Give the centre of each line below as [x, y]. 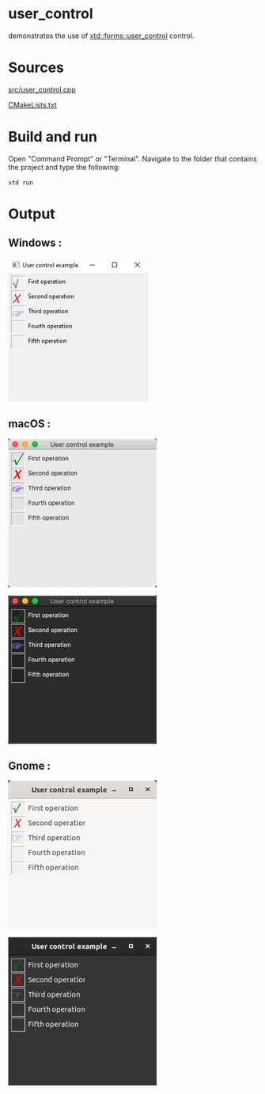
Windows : [35, 243]
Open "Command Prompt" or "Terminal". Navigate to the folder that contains [132, 158]
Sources [36, 68]
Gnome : [30, 766]
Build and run [53, 137]
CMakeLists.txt [32, 104]
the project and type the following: [64, 167]
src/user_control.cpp [42, 89]
